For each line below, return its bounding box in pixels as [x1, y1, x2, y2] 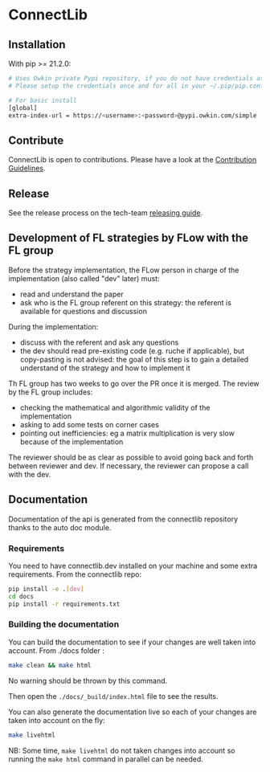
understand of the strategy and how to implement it [19, 363, 190, 373]
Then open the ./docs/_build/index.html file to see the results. [8, 691, 219, 701]
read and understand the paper [19, 289, 124, 299]
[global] [8, 104, 38, 112]
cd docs [8, 592, 35, 600]
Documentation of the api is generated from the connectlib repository [8, 514, 239, 524]
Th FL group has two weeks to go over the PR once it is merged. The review [8, 378, 260, 388]
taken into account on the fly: [8, 715, 106, 725]
